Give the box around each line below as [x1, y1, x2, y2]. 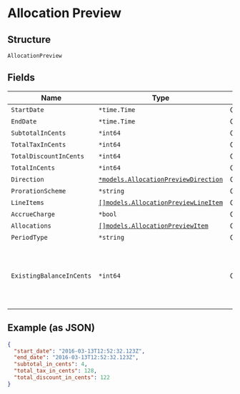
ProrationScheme [11, 187, 66, 195]
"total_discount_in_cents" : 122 [14, 374, 111, 381]
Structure [7, 34, 51, 46]
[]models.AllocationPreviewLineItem [99, 198, 224, 206]
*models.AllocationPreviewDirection [99, 175, 224, 183]
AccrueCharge [11, 210, 56, 218]
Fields [7, 71, 36, 84]
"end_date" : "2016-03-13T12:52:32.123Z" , [14, 354, 139, 361]
